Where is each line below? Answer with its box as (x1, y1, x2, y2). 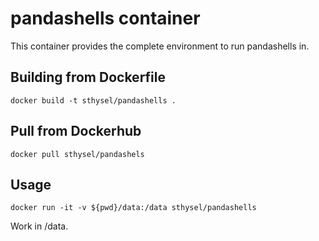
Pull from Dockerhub (10, 123, 142, 140)
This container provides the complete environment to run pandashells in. (10, 40, 310, 52)
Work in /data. (10, 220, 69, 232)
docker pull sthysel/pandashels (10, 149, 145, 159)
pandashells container (10, 7, 201, 30)
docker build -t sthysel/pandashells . (10, 95, 177, 106)
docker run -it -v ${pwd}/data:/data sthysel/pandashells (10, 203, 257, 213)
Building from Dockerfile (10, 69, 167, 86)
